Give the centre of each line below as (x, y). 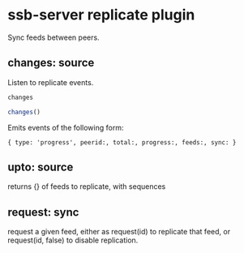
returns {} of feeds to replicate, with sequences (87, 187)
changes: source (51, 63)
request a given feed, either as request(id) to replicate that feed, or (119, 232)
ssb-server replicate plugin (101, 15)
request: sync (43, 212)
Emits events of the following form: (66, 127)
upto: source (41, 167)
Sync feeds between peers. (54, 37)
